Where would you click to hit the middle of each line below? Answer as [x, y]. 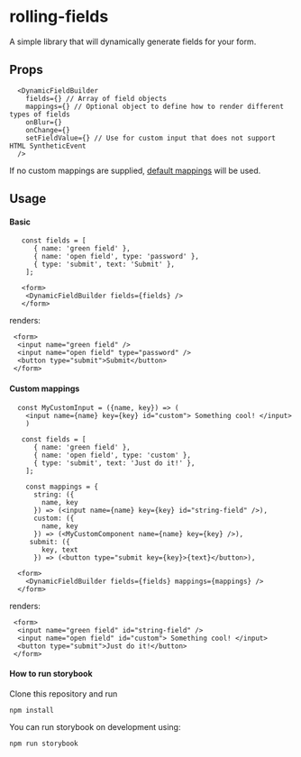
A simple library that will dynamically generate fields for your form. [133, 41]
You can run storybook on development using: [95, 726]
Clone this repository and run [64, 693]
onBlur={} [44, 122]
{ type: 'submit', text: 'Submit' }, [104, 264]
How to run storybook [51, 674]
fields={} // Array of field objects [96, 98]
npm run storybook [44, 743]
